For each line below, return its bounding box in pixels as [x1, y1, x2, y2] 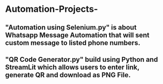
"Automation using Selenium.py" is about [5, 23, 137, 32]
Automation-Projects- [5, 3, 98, 15]
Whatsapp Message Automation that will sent [5, 31, 150, 39]
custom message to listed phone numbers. [5, 39, 141, 47]
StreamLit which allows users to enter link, [5, 63, 140, 71]
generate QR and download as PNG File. [5, 71, 131, 79]
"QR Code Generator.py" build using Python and [5, 55, 158, 64]
